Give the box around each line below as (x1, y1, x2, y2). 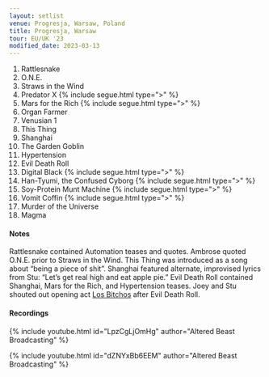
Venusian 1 (20, 116, 57, 125)
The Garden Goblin (20, 142, 84, 151)
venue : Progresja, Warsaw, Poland (9, 19, 126, 28)
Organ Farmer (20, 107, 68, 117)
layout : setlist (9, 11, 64, 20)
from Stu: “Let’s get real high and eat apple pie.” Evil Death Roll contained (9, 273, 254, 282)
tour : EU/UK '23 (9, 34, 64, 43)
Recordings (9, 308, 49, 318)
